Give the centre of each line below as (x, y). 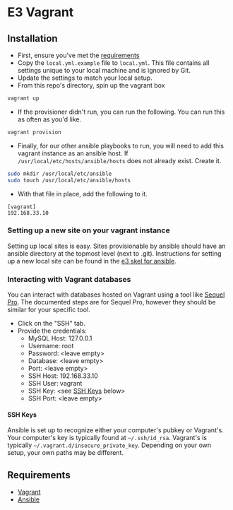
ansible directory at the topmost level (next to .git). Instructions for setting (114, 253)
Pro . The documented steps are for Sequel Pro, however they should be (112, 302)
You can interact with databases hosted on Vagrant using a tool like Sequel (116, 295)
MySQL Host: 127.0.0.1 (60, 338)
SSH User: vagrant (55, 384)
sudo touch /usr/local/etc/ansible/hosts (69, 180)
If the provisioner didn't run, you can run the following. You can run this (121, 112)
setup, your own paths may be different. (66, 453)
